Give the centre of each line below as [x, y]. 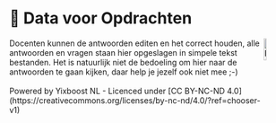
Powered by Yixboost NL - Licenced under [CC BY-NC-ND [117, 91]
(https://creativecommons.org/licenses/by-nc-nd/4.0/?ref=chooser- [135, 100]
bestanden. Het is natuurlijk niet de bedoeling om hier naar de [123, 62]
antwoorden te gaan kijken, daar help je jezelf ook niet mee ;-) [124, 72]
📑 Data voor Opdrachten [101, 18]
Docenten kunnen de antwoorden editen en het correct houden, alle [134, 43]
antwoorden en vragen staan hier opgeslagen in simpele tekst [123, 52]
